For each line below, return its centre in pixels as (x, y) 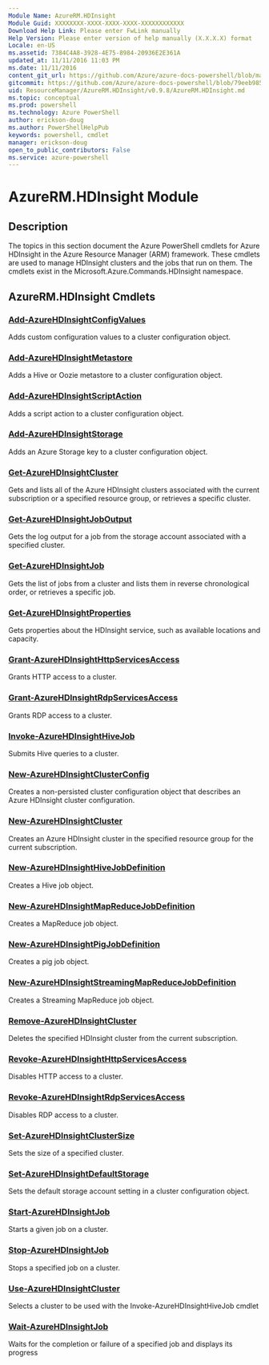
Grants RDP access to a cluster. (60, 715)
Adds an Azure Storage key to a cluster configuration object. (108, 452)
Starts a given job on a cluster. (58, 1229)
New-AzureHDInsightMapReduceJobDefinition (102, 905)
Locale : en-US (32, 46)
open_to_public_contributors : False (69, 150)
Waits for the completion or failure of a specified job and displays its (120, 1344)
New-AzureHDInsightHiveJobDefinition (87, 868)
